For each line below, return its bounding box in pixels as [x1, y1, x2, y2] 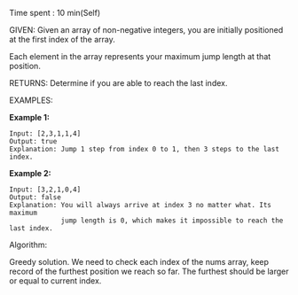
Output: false [9, 193, 62, 202]
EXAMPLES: [9, 95, 53, 105]
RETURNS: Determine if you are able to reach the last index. [9, 78, 228, 88]
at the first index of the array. [9, 35, 115, 44]
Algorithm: [9, 239, 47, 250]
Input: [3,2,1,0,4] [9, 185, 82, 194]
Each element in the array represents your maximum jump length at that [9, 51, 271, 61]
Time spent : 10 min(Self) [9, 8, 100, 18]
